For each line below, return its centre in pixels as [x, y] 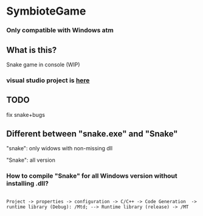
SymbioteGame [46, 11]
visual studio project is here [48, 80]
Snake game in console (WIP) [43, 64]
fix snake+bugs [26, 114]
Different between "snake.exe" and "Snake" [92, 134]
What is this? [32, 50]
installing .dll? [27, 184]
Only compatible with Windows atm [60, 30]
